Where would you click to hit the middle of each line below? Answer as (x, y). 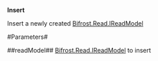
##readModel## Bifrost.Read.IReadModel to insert (79, 50)
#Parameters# (28, 37)
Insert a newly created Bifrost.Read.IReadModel (75, 23)
